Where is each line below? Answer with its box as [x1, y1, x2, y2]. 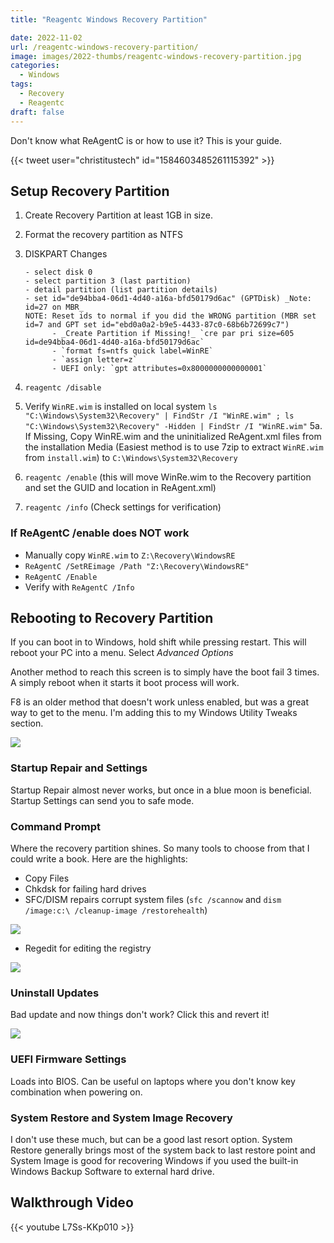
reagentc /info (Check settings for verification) [24, 501, 222, 513]
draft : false [10, 107, 65, 117]
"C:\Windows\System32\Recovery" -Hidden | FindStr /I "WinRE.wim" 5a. [24, 420, 323, 432]
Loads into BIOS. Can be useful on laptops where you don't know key [10, 1075, 296, 1087]
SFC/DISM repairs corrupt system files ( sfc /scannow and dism [24, 894, 282, 906]
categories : [10, 61, 60, 71]
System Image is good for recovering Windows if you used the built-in [10, 1154, 299, 1166]
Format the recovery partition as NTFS [24, 229, 183, 241]
